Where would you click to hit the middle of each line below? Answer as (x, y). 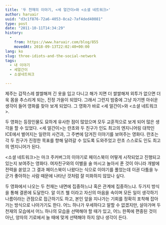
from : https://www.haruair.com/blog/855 (56, 42)
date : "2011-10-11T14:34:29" (35, 28)
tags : (11, 61)
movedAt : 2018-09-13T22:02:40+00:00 (52, 47)
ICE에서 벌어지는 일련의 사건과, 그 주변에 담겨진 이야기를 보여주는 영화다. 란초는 (82, 134)
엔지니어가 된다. (26, 147)
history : (14, 33)
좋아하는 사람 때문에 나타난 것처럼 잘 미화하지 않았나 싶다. (70, 176)
